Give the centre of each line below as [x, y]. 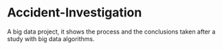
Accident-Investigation [75, 13]
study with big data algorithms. [51, 38]
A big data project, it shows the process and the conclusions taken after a [111, 32]
